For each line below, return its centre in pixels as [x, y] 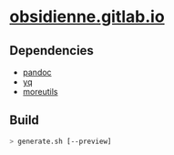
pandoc [37, 72]
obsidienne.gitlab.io [87, 17]
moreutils [40, 92]
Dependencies [51, 51]
